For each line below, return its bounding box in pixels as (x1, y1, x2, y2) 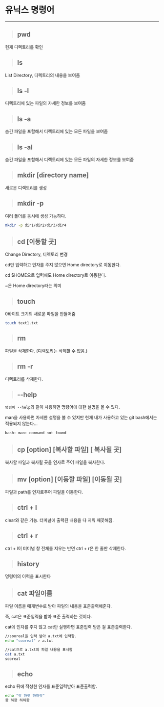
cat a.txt (5, 652, 25, 656)
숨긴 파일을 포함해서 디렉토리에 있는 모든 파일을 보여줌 (5, 129, 108, 134)
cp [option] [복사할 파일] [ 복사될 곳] (17, 445, 122, 454)
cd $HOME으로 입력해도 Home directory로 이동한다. (5, 272, 106, 278)
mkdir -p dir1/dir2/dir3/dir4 (5, 223, 67, 228)
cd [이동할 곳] (17, 237, 57, 246)
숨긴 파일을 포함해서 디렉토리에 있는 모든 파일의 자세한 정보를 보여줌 (5, 157, 134, 162)
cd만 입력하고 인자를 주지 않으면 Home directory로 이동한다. (5, 262, 121, 268)
